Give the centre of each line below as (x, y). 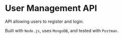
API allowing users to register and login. (45, 21)
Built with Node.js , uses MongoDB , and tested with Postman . (62, 30)
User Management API (51, 8)
